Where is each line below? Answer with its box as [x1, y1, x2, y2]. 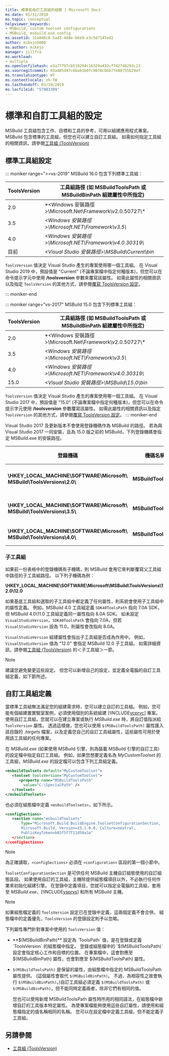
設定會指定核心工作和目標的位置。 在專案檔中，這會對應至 [12, 949, 133, 955]
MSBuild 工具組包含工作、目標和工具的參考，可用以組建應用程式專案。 [5, 128, 152, 134]
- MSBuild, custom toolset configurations [5, 26, 96, 31]
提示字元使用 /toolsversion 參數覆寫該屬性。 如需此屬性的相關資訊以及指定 [5, 405, 161, 412]
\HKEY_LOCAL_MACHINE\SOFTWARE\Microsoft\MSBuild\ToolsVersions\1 [5, 582, 163, 589]
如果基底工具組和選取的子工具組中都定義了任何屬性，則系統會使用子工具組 [5, 598, 159, 604]
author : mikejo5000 [5, 40, 46, 45]
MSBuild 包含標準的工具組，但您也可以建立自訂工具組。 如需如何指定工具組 [5, 134, 162, 140]
